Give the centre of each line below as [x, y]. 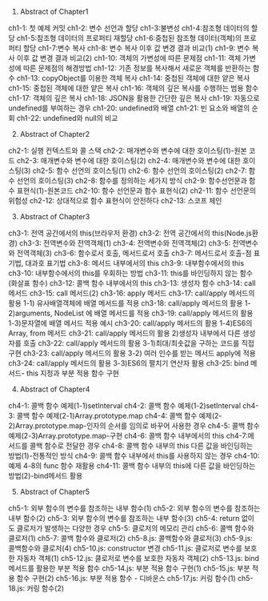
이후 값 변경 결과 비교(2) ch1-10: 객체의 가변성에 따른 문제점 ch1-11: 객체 [129, 58]
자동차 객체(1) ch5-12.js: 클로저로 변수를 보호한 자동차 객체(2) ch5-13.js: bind [138, 558]
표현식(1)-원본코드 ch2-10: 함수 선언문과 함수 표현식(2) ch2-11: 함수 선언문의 [136, 190]
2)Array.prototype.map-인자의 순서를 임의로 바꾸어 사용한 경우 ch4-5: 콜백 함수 [134, 426]
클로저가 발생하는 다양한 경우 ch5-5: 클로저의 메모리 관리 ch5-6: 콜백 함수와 [135, 528]
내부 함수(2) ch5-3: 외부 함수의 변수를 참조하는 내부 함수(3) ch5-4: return [124, 518]
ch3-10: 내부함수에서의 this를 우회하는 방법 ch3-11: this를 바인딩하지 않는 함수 [131, 273]
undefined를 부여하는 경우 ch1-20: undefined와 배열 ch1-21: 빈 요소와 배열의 [129, 108]
